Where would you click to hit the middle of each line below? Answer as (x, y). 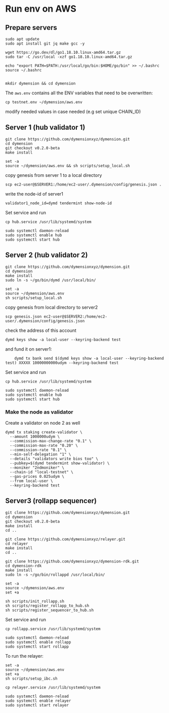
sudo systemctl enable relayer (38, 701)
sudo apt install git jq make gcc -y (45, 44)
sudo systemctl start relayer (37, 705)
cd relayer (17, 543)
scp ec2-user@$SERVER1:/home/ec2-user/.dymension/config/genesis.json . (83, 184)
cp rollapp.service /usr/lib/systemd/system (53, 629)
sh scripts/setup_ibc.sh (31, 679)
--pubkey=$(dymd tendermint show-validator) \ (60, 463)
